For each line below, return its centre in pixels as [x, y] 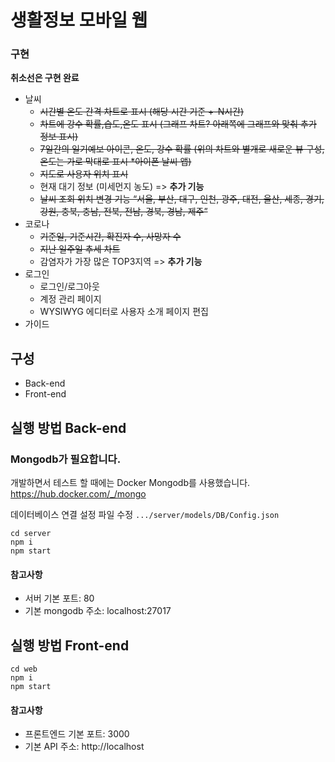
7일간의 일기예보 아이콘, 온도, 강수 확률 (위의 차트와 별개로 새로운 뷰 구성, [182, 149]
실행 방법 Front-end [70, 645]
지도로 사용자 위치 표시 [84, 174]
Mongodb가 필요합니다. [66, 459]
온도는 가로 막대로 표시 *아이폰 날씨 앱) [115, 162]
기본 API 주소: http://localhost [84, 747]
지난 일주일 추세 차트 [80, 249]
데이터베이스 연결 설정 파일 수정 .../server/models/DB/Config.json [145, 514]
